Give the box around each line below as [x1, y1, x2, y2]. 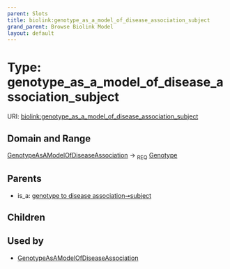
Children [7, 212, 45, 223]
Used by [7, 235, 44, 247]
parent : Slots [7, 10, 49, 17]
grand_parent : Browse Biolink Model [7, 23, 114, 30]
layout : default [7, 29, 54, 37]
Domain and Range [7, 132, 91, 144]
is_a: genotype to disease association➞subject [17, 191, 152, 199]
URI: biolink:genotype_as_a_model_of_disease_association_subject [7, 112, 199, 121]
